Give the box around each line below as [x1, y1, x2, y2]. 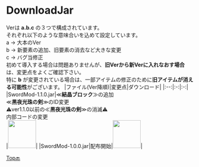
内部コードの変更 [6, 113, 48, 120]
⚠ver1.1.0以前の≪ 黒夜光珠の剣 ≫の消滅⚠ [6, 105, 108, 113]
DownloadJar [6, 4, 74, 17]
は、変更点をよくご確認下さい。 [6, 68, 84, 75]
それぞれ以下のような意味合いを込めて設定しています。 [6, 31, 141, 39]
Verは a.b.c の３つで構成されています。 [6, 24, 103, 31]
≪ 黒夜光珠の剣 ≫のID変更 [6, 98, 70, 105]
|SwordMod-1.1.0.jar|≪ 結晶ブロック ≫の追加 [6, 90, 114, 98]
